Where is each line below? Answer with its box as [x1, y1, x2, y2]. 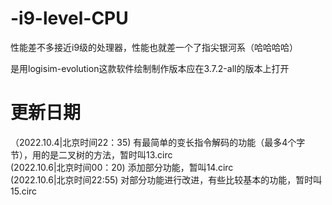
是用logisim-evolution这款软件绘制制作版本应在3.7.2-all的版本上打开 [10, 62, 290, 74]
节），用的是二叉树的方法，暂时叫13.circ [10, 148, 173, 161]
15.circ [10, 185, 38, 197]
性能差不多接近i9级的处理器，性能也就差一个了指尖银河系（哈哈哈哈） [10, 41, 299, 53]
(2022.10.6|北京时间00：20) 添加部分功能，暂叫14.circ [10, 161, 234, 173]
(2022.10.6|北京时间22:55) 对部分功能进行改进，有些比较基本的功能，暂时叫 [10, 173, 323, 186]
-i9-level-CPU [10, 7, 129, 30]
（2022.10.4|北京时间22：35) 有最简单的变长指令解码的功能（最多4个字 [10, 136, 306, 148]
